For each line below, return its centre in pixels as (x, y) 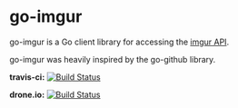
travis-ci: (27, 77)
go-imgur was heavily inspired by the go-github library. (113, 59)
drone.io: (27, 94)
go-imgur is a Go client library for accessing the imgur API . (119, 42)
